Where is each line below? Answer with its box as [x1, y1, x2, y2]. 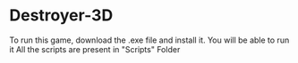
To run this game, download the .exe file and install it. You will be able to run [9, 35, 290, 45]
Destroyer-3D [9, 5, 114, 26]
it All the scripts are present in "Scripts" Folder [9, 43, 181, 54]
